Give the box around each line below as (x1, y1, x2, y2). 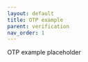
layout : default (7, 10, 54, 17)
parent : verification (7, 23, 70, 30)
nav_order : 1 (7, 29, 45, 37)
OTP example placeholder (7, 48, 81, 56)
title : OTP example (7, 17, 64, 23)
